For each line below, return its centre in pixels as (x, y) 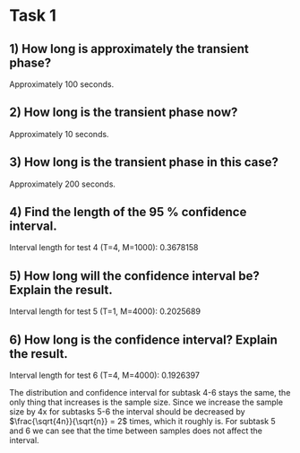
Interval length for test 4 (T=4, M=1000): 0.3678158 (104, 248)
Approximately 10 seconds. (59, 134)
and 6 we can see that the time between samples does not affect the (136, 431)
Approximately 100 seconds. (62, 84)
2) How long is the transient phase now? (124, 113)
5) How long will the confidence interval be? (134, 276)
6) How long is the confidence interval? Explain (143, 340)
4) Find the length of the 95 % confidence (128, 212)
